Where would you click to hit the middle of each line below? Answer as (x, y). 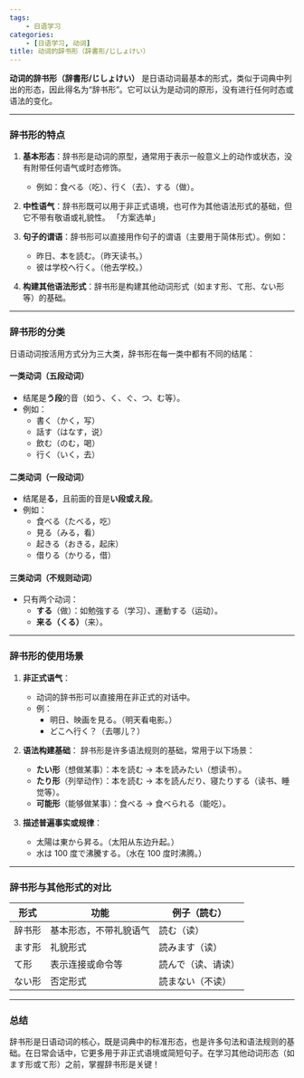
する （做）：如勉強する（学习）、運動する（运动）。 (129, 611)
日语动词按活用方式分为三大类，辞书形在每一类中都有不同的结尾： (132, 353)
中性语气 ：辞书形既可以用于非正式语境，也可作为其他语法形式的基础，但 (157, 206)
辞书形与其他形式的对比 (60, 887)
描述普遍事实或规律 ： (62, 822)
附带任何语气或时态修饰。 (78, 167)
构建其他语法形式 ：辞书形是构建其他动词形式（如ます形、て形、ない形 (153, 287)
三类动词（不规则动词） (53, 577)
